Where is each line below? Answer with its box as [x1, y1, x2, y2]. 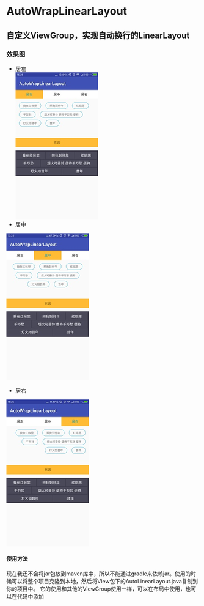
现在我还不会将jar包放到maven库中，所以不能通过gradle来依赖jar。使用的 [6, 570, 191, 577]
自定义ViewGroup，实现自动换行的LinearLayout [6, 30, 190, 40]
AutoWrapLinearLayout [6, 4, 127, 18]
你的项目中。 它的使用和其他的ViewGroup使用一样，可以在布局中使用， [6, 585, 186, 593]
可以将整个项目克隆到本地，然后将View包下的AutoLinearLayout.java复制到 [11, 578, 199, 585]
